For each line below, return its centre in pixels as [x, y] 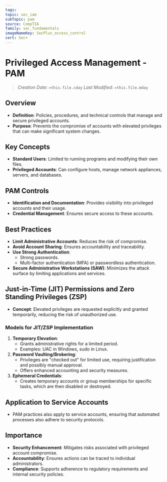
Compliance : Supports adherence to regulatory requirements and [80, 469]
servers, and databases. [37, 175]
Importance [24, 436]
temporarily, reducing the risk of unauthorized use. [65, 314]
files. [17, 164]
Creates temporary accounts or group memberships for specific [86, 381]
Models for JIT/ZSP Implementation [49, 327]
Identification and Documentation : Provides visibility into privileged [83, 203]
